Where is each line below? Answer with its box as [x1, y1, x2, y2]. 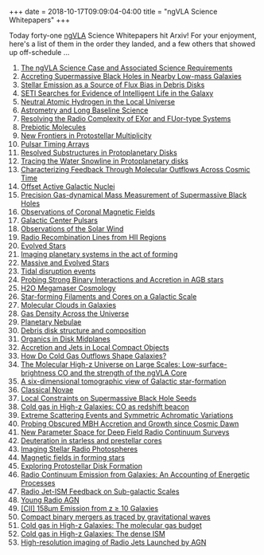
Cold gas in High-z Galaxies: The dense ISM [20, 529, 165, 538]
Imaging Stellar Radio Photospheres [20, 444, 138, 454]
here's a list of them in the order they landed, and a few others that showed [9, 39, 255, 49]
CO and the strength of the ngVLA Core [57, 368, 188, 377]
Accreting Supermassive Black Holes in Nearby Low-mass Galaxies [20, 72, 242, 81]
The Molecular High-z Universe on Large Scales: [20, 360, 181, 369]
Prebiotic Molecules [20, 123, 87, 132]
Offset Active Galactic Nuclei [20, 182, 115, 191]
